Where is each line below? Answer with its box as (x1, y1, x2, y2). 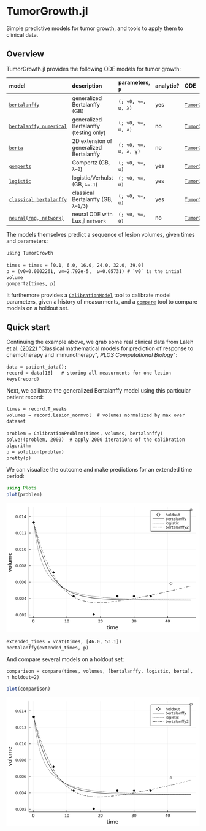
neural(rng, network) (9, 215, 64, 221)
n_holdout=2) (6, 675, 40, 681)
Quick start (6, 322, 50, 332)
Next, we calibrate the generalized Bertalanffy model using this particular (6, 387, 191, 394)
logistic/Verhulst (72, 174, 113, 182)
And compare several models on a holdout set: (6, 656, 124, 663)
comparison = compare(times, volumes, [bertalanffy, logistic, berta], (6, 668, 193, 675)
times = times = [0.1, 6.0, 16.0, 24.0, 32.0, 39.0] (6, 262, 144, 268)
